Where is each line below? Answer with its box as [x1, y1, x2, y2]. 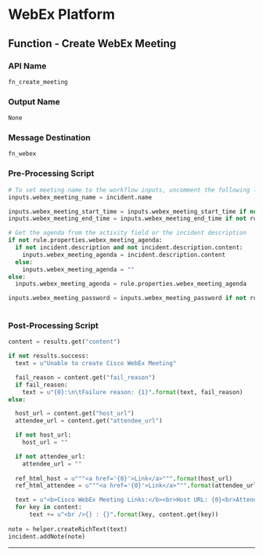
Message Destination [8, 132, 92, 143]
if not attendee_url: [15, 452, 86, 460]
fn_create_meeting [8, 78, 68, 86]
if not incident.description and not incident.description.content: [15, 243, 243, 252]
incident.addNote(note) [8, 532, 86, 540]
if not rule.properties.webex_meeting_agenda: [8, 236, 163, 244]
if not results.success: [8, 352, 89, 360]
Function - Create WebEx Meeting [8, 37, 177, 50]
